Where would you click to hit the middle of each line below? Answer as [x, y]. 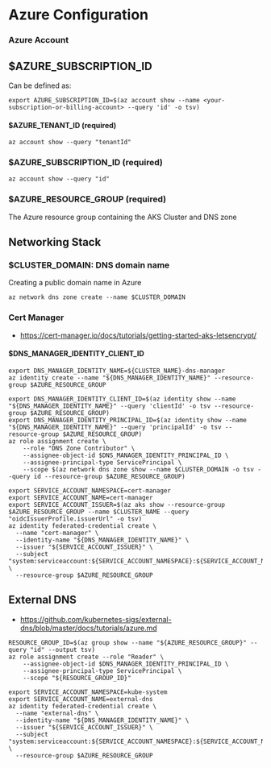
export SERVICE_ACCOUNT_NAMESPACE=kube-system [88, 692]
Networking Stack [55, 242]
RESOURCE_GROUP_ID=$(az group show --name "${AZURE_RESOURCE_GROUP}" [128, 642]
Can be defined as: [40, 85]
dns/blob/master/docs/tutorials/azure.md [88, 628]
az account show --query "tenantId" [70, 143]
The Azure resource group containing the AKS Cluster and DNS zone [123, 217]
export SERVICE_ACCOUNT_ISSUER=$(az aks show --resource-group [117, 504]
